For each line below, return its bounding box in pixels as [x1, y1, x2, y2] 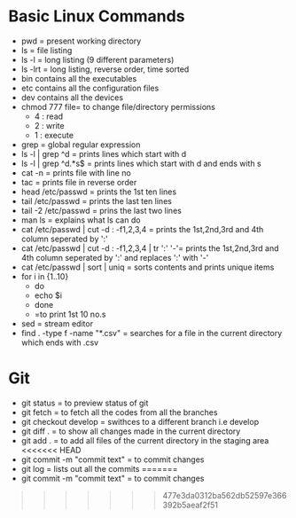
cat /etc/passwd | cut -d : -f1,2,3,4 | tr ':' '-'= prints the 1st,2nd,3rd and [20, 242, 280, 254]
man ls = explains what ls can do [20, 215, 141, 225]
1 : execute [34, 129, 74, 140]
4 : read [34, 111, 64, 122]
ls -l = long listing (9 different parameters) [20, 54, 175, 65]
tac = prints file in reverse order [20, 177, 137, 187]
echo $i [34, 290, 63, 301]
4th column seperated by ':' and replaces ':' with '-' [20, 252, 209, 263]
